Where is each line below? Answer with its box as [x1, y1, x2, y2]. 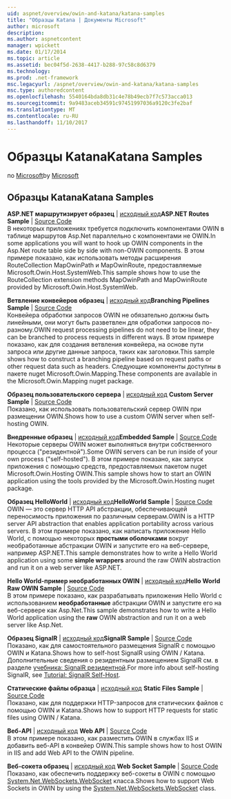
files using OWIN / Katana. [7, 714, 82, 722]
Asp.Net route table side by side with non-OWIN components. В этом [7, 246, 205, 255]
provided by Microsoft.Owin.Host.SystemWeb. [7, 283, 139, 292]
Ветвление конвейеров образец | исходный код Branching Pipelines [7, 296, 210, 305]
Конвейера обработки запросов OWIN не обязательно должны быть [7, 311, 210, 319]
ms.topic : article [7, 55, 60, 62]
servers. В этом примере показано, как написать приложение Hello [7, 527, 206, 535]
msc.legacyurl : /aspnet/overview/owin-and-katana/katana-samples [7, 81, 199, 88]
